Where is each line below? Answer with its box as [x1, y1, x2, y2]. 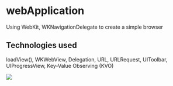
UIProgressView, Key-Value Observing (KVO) [6, 62, 114, 69]
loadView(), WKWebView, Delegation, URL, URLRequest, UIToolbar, [6, 56, 168, 63]
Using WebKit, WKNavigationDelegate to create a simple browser [6, 23, 164, 30]
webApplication [6, 4, 85, 18]
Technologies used [6, 40, 77, 50]
